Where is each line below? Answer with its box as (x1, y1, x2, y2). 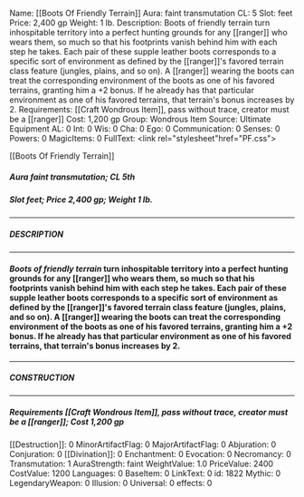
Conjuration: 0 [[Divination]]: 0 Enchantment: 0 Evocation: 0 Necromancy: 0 (9, 449, 292, 460)
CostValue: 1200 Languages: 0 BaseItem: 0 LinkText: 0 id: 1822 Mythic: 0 (9, 468, 281, 479)
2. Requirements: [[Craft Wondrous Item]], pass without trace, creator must (9, 104, 290, 114)
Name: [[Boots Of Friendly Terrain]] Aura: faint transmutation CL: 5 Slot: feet (9, 8, 293, 18)
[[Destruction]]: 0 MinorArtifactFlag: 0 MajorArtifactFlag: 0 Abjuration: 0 (9, 439, 277, 450)
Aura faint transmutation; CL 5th (9, 171, 136, 182)
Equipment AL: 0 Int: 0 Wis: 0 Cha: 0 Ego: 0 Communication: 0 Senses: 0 (9, 123, 280, 134)
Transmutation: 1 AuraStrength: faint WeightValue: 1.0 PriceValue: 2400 (9, 458, 274, 470)
